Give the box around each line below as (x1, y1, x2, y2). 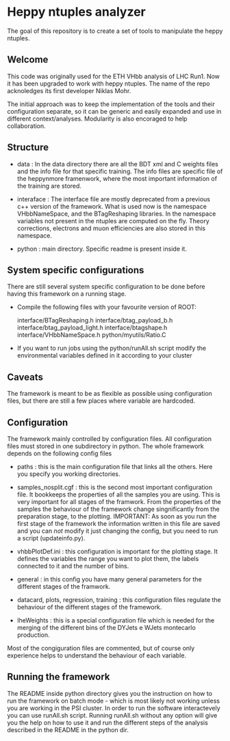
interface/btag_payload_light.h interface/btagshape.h (16, 323, 168, 332)
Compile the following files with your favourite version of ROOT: (16, 303, 197, 312)
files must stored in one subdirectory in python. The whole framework (7, 442, 204, 450)
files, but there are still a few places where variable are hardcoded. (7, 397, 196, 405)
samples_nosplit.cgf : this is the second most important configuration (16, 483, 213, 491)
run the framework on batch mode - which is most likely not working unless (7, 696, 220, 705)
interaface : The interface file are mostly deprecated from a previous (16, 194, 211, 203)
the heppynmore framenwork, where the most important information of (16, 174, 218, 182)
